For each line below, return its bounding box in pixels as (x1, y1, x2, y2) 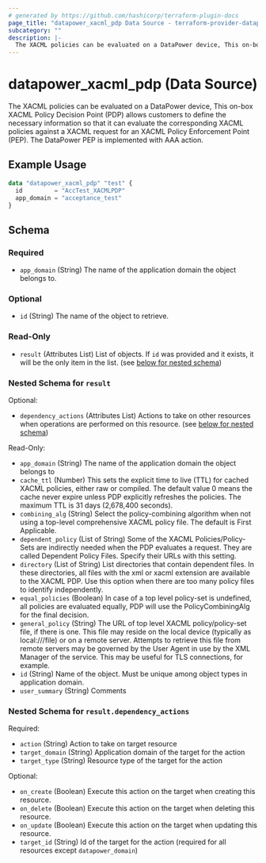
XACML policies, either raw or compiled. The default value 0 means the (19, 483, 253, 493)
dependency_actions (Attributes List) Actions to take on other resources (19, 410, 251, 420)
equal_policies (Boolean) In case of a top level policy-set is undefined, (19, 593, 252, 603)
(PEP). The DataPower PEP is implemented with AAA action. (8, 136, 203, 145)
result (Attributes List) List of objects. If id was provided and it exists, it (19, 349, 254, 359)
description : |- (8, 33, 62, 42)
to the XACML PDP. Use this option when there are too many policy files (19, 576, 255, 585)
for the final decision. (19, 610, 89, 619)
